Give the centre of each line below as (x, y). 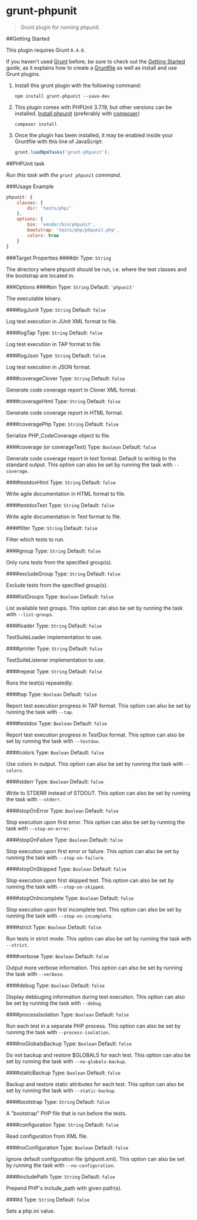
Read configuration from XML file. (47, 1136)
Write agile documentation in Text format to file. (64, 517)
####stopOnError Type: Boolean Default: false (62, 810)
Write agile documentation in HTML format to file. (66, 494)
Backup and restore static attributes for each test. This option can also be (95, 1084)
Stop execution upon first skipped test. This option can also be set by (90, 880)
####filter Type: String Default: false (52, 528)
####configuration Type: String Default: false (63, 1124)
